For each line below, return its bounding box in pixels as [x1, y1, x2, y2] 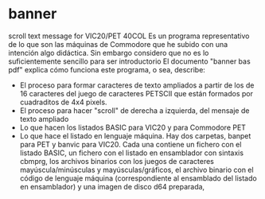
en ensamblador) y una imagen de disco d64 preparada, [19, 181, 205, 191]
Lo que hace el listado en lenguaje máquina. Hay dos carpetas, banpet [19, 131, 251, 140]
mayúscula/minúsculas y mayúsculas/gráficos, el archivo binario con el [19, 165, 254, 174]
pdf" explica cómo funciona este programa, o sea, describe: [8, 64, 205, 74]
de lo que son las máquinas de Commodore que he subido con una [8, 39, 228, 49]
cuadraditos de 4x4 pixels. [19, 97, 107, 107]
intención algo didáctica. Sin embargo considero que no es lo [8, 48, 209, 57]
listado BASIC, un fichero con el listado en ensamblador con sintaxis [19, 148, 244, 158]
